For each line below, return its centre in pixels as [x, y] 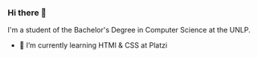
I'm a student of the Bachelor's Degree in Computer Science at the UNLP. [129, 30]
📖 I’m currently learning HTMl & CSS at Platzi [93, 45]
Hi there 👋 [27, 13]
